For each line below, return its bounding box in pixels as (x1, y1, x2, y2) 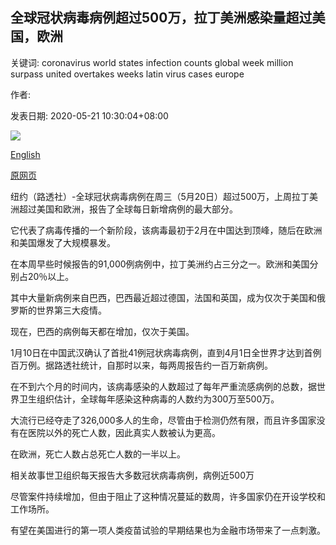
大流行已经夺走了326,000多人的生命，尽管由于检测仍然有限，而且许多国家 (10, 414, 317, 426)
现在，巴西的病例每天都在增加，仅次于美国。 (10, 325, 195, 337)
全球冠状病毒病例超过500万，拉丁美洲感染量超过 (10, 9, 313, 27)
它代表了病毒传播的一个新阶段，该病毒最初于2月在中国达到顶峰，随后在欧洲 (10, 224, 323, 236)
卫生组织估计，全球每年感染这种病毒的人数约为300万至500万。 (18, 393, 280, 405)
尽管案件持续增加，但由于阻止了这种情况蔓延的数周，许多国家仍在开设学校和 (10, 490, 326, 502)
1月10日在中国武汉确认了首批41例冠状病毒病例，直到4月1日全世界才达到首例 (10, 346, 322, 358)
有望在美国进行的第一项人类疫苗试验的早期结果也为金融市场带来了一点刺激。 (10, 524, 326, 536)
